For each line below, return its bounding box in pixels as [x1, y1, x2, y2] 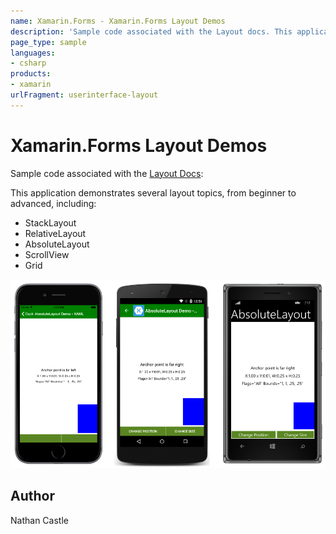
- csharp [10, 58, 47, 69]
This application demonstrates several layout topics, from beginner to [10, 186, 297, 199]
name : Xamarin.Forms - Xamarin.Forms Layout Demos [10, 16, 226, 26]
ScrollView [24, 248, 70, 260]
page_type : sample [10, 37, 87, 47]
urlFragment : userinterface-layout [10, 90, 159, 100]
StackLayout [24, 216, 77, 229]
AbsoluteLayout [24, 238, 90, 250]
